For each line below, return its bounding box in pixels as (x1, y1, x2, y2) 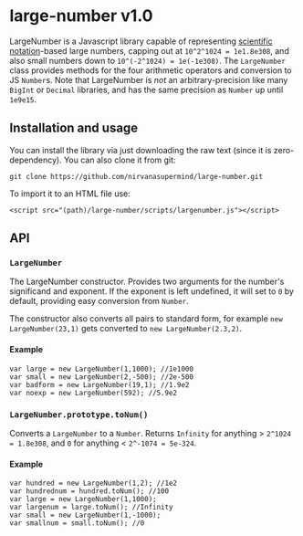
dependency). (9, 154, 62, 165)
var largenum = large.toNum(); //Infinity (9, 503, 173, 512)
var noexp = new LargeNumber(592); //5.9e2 (9, 388, 178, 397)
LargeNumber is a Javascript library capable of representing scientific (9, 36, 273, 47)
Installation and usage (9, 121, 139, 136)
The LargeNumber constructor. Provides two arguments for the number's (9, 276, 285, 288)
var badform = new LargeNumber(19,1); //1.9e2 (9, 380, 190, 389)
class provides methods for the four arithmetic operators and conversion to (9, 65, 292, 76)
